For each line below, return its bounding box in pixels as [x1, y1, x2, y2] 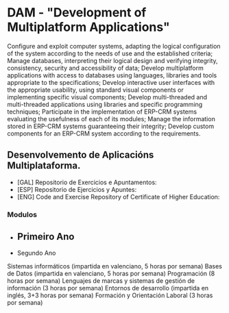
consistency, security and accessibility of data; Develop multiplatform [7, 64, 204, 72]
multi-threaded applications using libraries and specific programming [7, 100, 203, 108]
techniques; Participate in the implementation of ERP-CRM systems [7, 108, 197, 116]
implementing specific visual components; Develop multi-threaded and [7, 92, 208, 101]
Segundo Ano [16, 249, 56, 258]
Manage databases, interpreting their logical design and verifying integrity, [7, 56, 218, 64]
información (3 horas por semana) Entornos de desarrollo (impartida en [7, 284, 209, 292]
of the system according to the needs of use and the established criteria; [7, 49, 213, 58]
